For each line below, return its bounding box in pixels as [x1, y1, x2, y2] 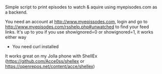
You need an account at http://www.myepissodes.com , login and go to [5, 19, 148, 24]
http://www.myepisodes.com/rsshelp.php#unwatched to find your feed [5, 24, 149, 30]
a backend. [5, 9, 28, 15]
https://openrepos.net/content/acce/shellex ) [5, 63, 95, 69]
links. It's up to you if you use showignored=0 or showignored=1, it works [5, 29, 154, 35]
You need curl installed [12, 44, 59, 49]
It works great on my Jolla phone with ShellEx [5, 53, 97, 59]
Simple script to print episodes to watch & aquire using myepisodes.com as [5, 4, 158, 10]
